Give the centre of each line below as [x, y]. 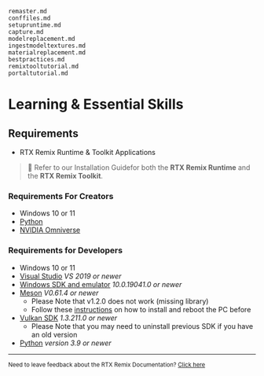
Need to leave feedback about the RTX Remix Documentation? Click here [107, 365]
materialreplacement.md [47, 53]
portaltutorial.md [38, 73]
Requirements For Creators [61, 196]
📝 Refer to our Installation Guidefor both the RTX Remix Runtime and [139, 168]
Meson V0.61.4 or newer [59, 293]
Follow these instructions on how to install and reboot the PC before [141, 309]
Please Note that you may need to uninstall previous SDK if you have [142, 326]
